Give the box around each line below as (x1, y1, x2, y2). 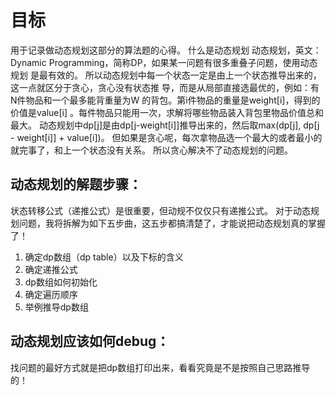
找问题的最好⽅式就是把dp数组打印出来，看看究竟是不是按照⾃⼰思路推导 (10, 361, 311, 373)
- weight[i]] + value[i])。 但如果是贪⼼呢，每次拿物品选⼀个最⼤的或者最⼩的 (10, 131, 323, 143)
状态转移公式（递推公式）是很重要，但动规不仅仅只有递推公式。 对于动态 (10, 204, 311, 216)
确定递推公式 (24, 263, 78, 275)
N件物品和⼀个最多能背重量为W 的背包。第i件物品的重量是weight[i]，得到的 (10, 94, 321, 106)
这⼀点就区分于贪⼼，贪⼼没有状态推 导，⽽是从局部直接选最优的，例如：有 (10, 81, 320, 93)
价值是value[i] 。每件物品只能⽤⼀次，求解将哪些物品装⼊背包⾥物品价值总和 (10, 106, 325, 118)
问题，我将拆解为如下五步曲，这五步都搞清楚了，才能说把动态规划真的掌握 (18, 217, 326, 229)
